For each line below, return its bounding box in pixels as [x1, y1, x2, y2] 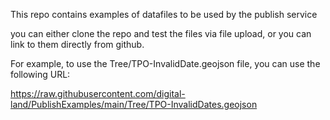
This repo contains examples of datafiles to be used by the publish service [10, 9, 318, 20]
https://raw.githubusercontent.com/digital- [10, 88, 186, 99]
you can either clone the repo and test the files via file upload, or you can [10, 28, 312, 39]
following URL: [10, 69, 71, 80]
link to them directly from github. [10, 39, 145, 50]
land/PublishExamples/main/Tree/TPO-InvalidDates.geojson [10, 99, 258, 110]
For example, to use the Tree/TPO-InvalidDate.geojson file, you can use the [10, 58, 321, 69]
